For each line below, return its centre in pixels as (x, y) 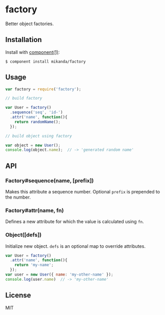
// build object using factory (39, 136)
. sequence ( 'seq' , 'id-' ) (36, 112)
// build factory (24, 99)
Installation (24, 40)
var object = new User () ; (33, 145)
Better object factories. (29, 24)
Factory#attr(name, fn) (35, 210)
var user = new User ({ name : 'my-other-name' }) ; (59, 275)
